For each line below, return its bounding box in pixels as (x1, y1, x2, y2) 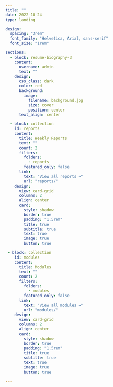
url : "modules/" (24, 307, 58, 312)
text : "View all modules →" (24, 303, 83, 308)
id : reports (14, 126, 40, 132)
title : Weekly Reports (18, 136, 67, 141)
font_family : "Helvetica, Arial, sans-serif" (10, 36, 109, 41)
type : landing (5, 17, 36, 22)
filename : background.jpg (28, 98, 83, 103)
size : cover (28, 102, 54, 108)
